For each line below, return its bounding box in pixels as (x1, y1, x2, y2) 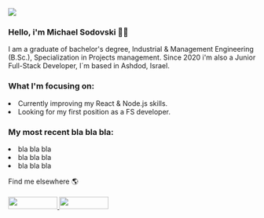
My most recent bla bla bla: (8, 126, 114, 137)
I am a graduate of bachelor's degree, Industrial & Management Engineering (8, 45, 254, 54)
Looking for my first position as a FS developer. (18, 107, 171, 116)
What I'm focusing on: (8, 81, 95, 92)
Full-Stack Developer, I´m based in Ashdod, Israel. (8, 61, 170, 71)
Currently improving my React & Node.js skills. (18, 98, 168, 108)
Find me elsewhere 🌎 (8, 176, 79, 186)
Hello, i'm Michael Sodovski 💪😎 (8, 27, 129, 38)
